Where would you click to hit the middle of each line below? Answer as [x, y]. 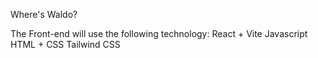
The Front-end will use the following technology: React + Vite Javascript [159, 33]
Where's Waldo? [44, 14]
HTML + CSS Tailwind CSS [65, 44]
